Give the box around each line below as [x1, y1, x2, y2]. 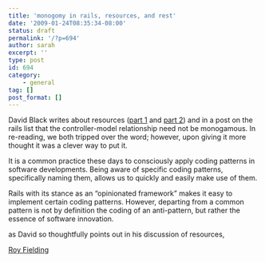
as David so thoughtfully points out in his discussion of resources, [8, 229, 225, 240]
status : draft [8, 26, 56, 34]
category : [8, 71, 42, 79]
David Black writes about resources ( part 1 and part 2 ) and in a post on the [8, 115, 253, 125]
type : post [8, 57, 45, 65]
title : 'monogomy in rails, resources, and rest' [8, 11, 177, 20]
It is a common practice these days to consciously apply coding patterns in [8, 157, 255, 166]
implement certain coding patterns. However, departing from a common [8, 197, 245, 207]
